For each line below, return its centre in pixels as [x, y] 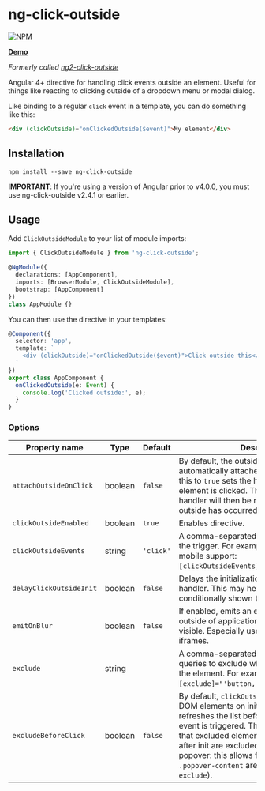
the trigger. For [206, 546]
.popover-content [211, 766]
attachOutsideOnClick [52, 486]
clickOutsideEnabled [50, 524]
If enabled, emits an [215, 612]
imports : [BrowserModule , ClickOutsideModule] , [95, 282]
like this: [22, 114]
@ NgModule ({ [28, 267]
